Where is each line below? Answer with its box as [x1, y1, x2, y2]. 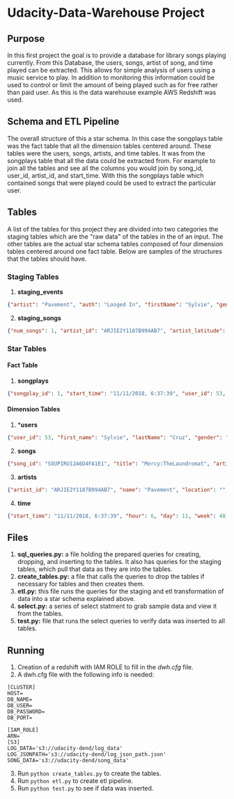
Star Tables [7, 344, 47, 353]
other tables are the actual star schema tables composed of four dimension [7, 239, 224, 248]
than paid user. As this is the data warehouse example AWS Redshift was [7, 89, 217, 96]
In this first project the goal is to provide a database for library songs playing [7, 51, 226, 59]
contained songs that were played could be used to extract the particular [7, 178, 217, 187]
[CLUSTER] [7, 684, 36, 691]
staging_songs [17, 314, 61, 322]
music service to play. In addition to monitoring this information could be [7, 73, 214, 82]
